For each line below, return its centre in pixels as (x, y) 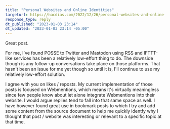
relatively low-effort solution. (35, 74)
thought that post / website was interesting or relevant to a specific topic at (83, 116)
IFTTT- (151, 53)
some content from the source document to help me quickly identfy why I (82, 111)
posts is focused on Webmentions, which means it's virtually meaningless (82, 90)
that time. (15, 122)
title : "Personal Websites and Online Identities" (60, 10)
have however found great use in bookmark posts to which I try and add (80, 106)
